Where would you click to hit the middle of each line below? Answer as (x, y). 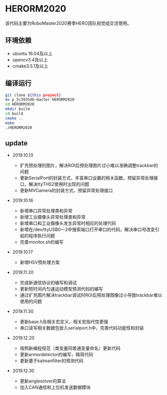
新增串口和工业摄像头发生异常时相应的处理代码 (68, 223)
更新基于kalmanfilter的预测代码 (52, 361)
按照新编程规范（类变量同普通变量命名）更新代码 (70, 348)
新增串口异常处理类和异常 (46, 211)
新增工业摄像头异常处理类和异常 (53, 217)
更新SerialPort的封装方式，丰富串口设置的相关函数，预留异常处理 (87, 178)
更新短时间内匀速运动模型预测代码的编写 (61, 289)
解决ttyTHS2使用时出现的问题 (59, 184)
